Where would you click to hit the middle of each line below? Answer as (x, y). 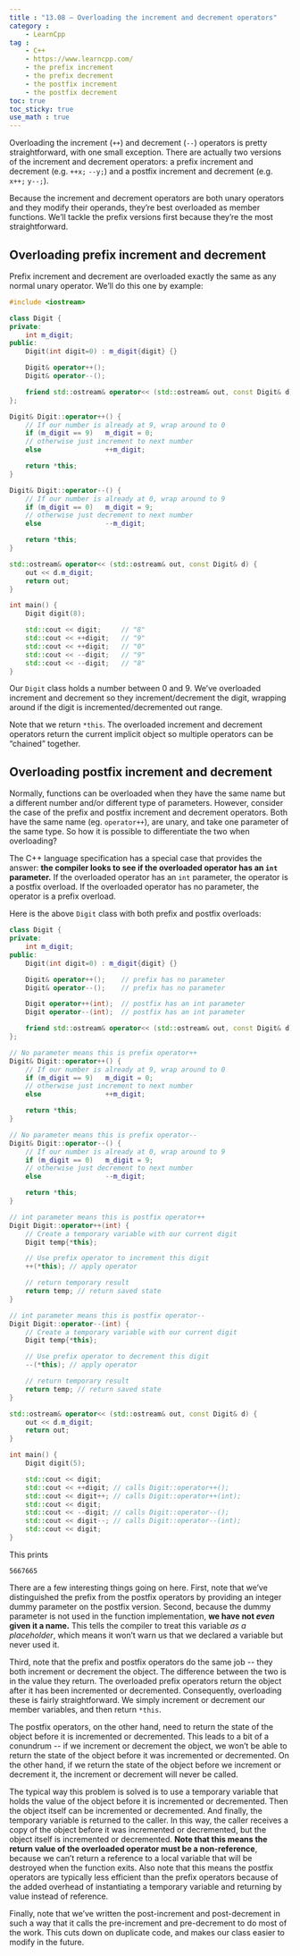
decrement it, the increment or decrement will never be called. (124, 1774)
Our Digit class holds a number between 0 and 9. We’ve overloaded (135, 689)
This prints (29, 1554)
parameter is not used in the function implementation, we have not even (142, 1616)
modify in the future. (47, 1942)
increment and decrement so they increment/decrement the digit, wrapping (148, 698)
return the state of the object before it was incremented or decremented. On (150, 1755)
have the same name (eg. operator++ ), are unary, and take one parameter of (149, 822)
